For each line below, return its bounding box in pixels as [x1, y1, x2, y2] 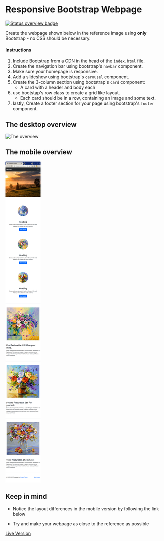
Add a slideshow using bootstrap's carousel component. [12, 74, 129, 80]
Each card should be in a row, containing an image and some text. [20, 95, 156, 101]
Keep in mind [5, 492, 47, 501]
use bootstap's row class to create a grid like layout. [12, 90, 120, 96]
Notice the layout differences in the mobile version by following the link [12, 505, 159, 512]
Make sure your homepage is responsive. [12, 69, 98, 75]
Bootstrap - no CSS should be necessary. [5, 35, 91, 41]
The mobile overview [5, 148, 73, 156]
